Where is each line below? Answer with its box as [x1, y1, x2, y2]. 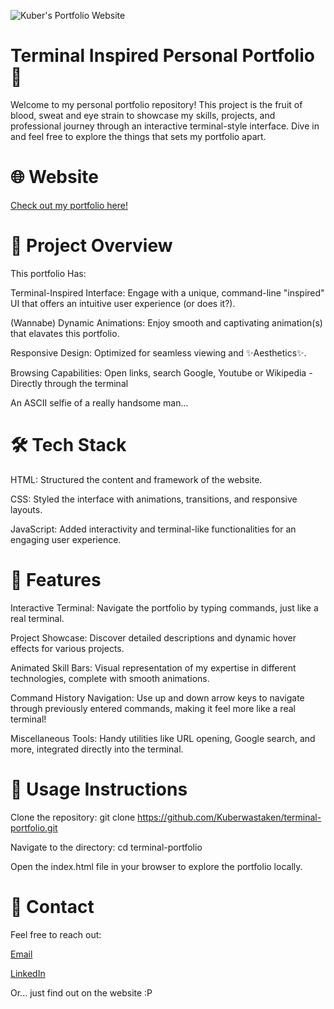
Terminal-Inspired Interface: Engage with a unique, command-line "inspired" [10, 286, 325, 299]
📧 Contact [10, 895, 95, 918]
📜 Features [10, 568, 102, 591]
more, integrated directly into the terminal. [10, 743, 184, 755]
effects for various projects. [10, 642, 125, 654]
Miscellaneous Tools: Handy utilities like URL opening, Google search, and [10, 732, 316, 744]
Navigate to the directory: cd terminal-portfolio [10, 841, 203, 853]
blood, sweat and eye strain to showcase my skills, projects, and [10, 109, 276, 121]
